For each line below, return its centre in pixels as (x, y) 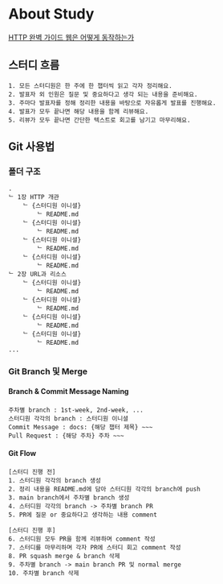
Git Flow (22, 454)
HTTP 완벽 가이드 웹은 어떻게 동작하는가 (71, 37)
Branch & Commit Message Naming (69, 391)
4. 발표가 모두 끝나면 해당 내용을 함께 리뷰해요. (79, 111)
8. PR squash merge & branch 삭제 (64, 556)
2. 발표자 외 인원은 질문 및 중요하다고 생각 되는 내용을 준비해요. (103, 94)
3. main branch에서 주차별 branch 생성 (69, 497)
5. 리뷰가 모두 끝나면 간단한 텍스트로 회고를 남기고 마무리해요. (99, 120)
